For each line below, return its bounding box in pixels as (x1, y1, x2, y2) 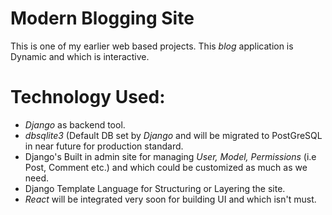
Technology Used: (10, 86, 166, 109)
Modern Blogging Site (10, 7, 195, 30)
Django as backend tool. (24, 118, 126, 131)
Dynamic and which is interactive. (10, 50, 150, 62)
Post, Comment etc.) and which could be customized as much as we (24, 161, 308, 173)
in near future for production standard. (24, 140, 184, 152)
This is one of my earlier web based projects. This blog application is (10, 40, 294, 52)
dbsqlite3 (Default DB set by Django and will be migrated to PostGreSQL (24, 129, 323, 141)
